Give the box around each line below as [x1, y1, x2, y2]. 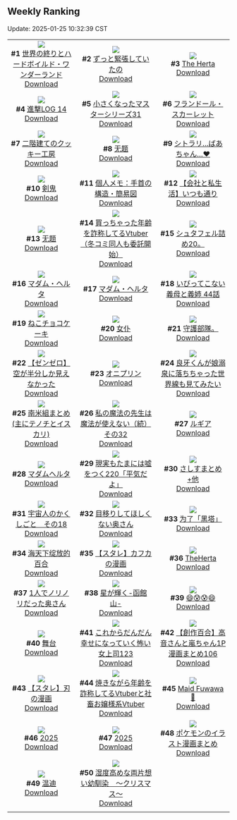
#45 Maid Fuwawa [162, 683, 224, 693]
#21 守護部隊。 [167, 324, 219, 333]
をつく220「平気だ [84, 469, 148, 479]
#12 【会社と [164, 178, 208, 188]
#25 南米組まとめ [12, 408, 71, 418]
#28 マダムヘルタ [12, 469, 71, 479]
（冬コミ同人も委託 [80, 239, 145, 249]
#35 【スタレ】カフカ [79, 548, 152, 558]
